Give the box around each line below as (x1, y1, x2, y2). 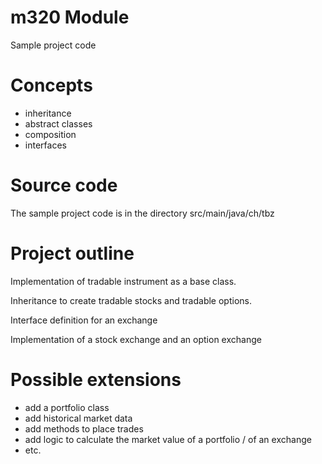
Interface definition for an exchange (10, 314, 158, 326)
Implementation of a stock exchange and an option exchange (10, 333, 262, 345)
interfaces (24, 139, 67, 151)
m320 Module (10, 6, 130, 29)
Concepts (10, 74, 93, 97)
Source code (10, 174, 118, 197)
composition (24, 128, 77, 140)
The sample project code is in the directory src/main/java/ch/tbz (10, 207, 275, 219)
